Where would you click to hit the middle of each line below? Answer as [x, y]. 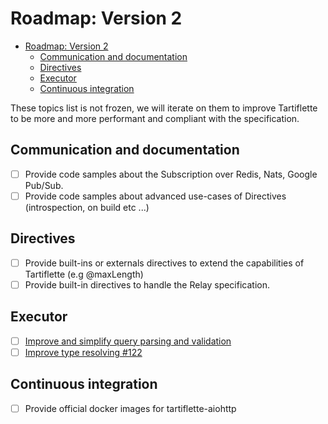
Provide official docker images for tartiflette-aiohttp [130, 408]
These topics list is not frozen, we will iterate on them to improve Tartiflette [164, 108]
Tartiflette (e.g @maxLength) [84, 274]
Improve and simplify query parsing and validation [128, 341]
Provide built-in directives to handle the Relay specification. [147, 284]
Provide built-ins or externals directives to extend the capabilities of [164, 263]
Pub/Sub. [44, 185]
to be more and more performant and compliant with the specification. [155, 118]
